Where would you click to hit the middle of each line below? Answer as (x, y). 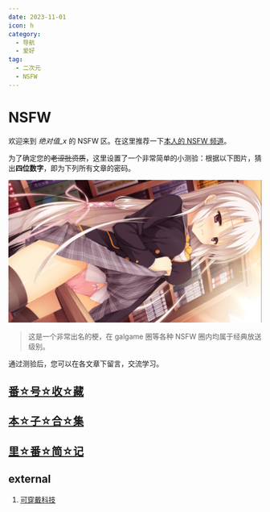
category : (25, 34)
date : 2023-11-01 (37, 17)
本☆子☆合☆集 (46, 421)
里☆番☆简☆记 (46, 451)
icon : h (21, 25)
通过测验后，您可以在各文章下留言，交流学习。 (86, 364)
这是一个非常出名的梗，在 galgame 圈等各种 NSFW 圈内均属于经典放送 (145, 336)
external (30, 479)
